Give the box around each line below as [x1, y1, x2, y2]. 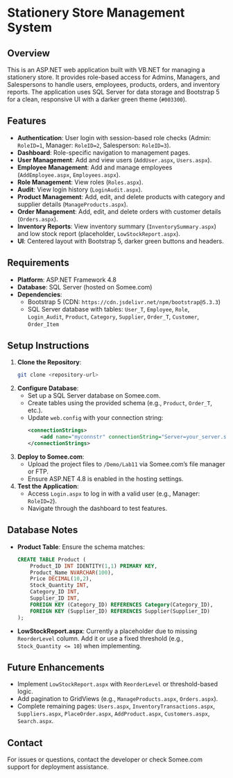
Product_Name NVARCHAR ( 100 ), [30, 569, 114, 576]
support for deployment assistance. [7, 763, 109, 771]
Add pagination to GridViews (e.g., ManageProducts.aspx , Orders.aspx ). [17, 695, 218, 703]
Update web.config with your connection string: [27, 414, 164, 422]
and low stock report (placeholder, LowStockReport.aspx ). [17, 229, 180, 237]
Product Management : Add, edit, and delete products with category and [17, 192, 225, 201]
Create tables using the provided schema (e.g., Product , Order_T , [27, 399, 213, 407]
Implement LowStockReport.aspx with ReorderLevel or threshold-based [17, 680, 218, 688]
